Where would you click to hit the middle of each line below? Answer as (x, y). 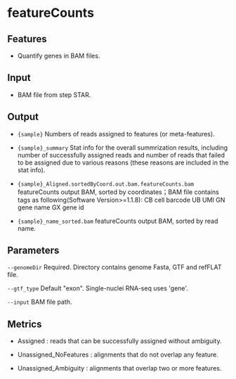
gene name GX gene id (51, 207)
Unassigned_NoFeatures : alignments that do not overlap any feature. (118, 355)
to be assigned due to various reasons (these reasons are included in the (123, 162)
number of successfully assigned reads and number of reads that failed (121, 155)
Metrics (25, 324)
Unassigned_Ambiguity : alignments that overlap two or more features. (119, 368)
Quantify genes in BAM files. (59, 56)
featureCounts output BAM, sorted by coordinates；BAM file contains (118, 192)
